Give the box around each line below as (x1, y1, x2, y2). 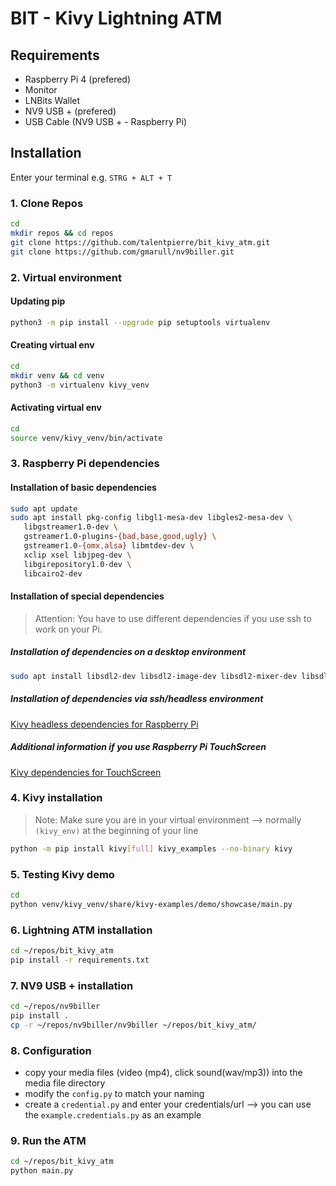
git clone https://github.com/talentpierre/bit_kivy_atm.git (10, 237, 271, 247)
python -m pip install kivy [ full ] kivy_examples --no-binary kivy (10, 843, 293, 854)
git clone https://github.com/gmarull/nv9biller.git (10, 247, 235, 257)
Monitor (24, 84, 58, 96)
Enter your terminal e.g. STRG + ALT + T (10, 171, 173, 183)
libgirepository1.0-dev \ (23, 559, 132, 569)
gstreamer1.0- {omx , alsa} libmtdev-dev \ (23, 541, 195, 551)
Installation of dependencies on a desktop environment (10, 646, 247, 658)
